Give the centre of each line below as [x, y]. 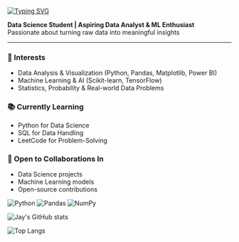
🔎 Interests [27, 57]
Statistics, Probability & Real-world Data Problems [91, 88]
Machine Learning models [56, 181]
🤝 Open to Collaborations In [56, 159]
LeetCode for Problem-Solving [63, 140]
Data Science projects [50, 174]
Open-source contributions [58, 189]
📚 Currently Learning [46, 107]
